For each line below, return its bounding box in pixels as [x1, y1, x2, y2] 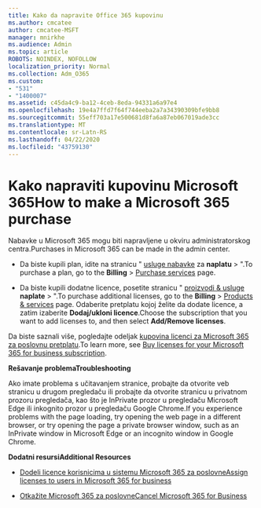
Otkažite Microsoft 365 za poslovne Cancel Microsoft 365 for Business [19, 492, 248, 501]
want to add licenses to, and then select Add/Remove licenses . [19, 316, 226, 326]
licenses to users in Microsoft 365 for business [19, 476, 171, 485]
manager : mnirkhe [8, 33, 65, 42]
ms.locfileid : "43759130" [8, 143, 93, 151]
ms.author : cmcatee [8, 19, 72, 27]
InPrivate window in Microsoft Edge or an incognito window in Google [8, 429, 233, 438]
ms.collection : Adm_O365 [8, 70, 90, 78]
